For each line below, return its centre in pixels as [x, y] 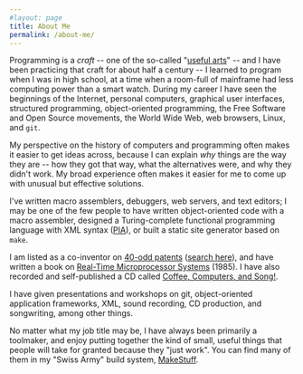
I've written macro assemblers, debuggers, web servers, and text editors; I [148, 201]
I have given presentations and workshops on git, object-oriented [131, 294]
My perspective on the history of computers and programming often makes [150, 145]
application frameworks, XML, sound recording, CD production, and [136, 303]
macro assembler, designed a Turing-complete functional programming [142, 221]
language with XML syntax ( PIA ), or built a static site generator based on [145, 230]
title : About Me [40, 26]
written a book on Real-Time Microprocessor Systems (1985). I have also [145, 267]
